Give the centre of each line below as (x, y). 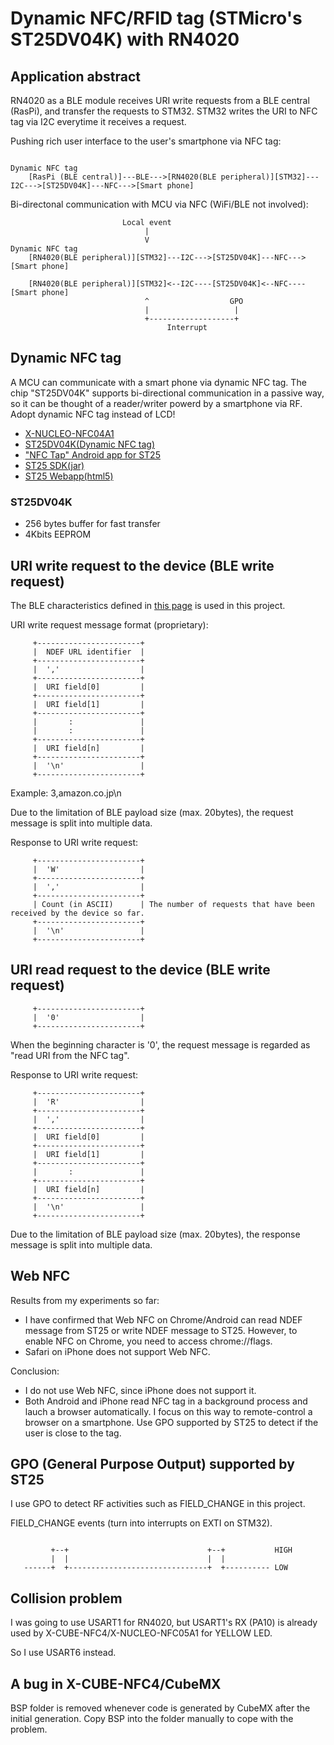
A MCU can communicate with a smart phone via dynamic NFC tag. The (158, 382)
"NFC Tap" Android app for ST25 (92, 454)
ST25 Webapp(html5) (69, 476)
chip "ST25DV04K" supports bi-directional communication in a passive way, (167, 393)
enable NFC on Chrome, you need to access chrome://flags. (148, 1341)
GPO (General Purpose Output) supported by (152, 1463)
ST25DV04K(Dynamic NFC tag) (90, 444)
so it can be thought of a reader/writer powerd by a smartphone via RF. (156, 403)
